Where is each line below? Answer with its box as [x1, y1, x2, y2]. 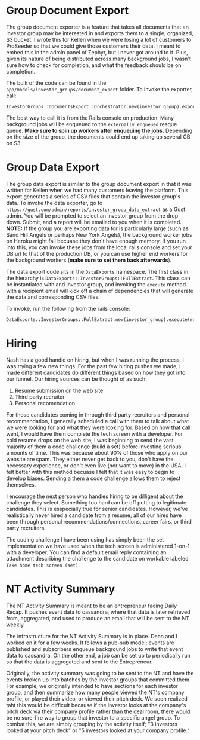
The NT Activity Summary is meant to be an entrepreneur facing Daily [6, 602, 177, 609]
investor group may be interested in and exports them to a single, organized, [6, 29, 193, 36]
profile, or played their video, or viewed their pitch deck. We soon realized [6, 695, 187, 702]
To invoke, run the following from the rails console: [6, 305, 130, 312]
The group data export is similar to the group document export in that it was [6, 180, 192, 187]
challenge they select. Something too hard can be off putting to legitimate [6, 499, 187, 506]
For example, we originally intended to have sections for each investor [6, 682, 179, 689]
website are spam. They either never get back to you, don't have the [6, 455, 174, 463]
